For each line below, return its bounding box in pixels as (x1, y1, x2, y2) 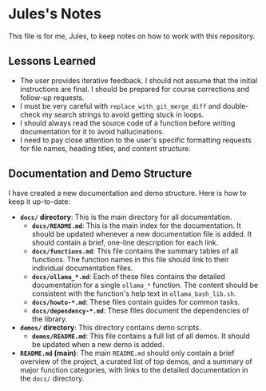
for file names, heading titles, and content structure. (19, 143, 192, 153)
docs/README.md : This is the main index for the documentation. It (31, 221, 241, 230)
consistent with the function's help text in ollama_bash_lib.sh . (31, 289, 236, 298)
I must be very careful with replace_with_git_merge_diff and (19, 101, 221, 110)
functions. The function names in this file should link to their (31, 254, 229, 264)
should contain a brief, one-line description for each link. (31, 237, 219, 247)
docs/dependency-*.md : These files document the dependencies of (31, 305, 249, 315)
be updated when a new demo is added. (31, 339, 165, 349)
